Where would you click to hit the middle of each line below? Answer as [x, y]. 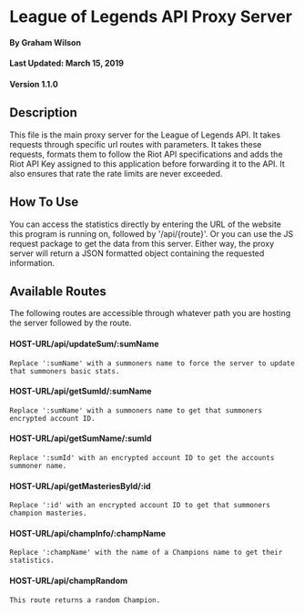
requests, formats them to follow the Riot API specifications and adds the [147, 154]
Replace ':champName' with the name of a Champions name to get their [146, 553]
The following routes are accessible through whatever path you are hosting [150, 313]
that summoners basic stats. [65, 371]
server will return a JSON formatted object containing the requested [137, 253]
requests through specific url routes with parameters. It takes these [136, 144]
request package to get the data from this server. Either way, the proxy [142, 243]
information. [32, 262]
